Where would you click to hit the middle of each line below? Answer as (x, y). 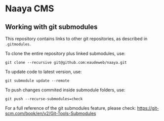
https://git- (148, 108)
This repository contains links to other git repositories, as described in (76, 39)
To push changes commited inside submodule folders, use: (65, 90)
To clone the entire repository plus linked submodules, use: (65, 53)
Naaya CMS (30, 9)
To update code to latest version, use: (44, 72)
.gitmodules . (18, 44)
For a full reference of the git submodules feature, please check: (71, 108)
